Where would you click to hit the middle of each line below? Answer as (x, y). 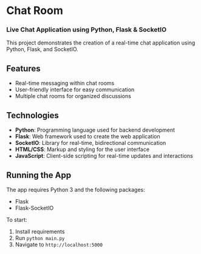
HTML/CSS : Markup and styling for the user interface (82, 149)
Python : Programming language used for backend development (95, 130)
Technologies (33, 115)
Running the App (39, 175)
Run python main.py (40, 238)
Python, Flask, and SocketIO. (43, 49)
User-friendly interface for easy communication (75, 90)
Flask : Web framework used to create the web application (87, 136)
